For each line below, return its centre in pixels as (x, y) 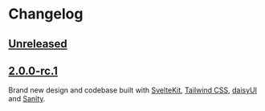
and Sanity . (27, 99)
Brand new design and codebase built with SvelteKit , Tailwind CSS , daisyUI (133, 90)
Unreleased (38, 44)
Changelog (46, 14)
